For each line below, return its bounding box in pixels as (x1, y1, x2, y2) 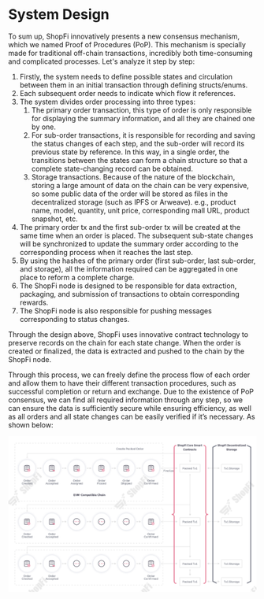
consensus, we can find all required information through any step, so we (8, 395, 243, 405)
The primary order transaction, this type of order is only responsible (31, 105, 252, 115)
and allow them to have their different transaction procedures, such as (8, 378, 236, 387)
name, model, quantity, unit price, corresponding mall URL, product (31, 205, 250, 215)
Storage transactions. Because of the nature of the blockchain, (31, 172, 236, 182)
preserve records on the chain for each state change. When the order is (8, 338, 242, 347)
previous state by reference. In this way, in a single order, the (31, 147, 230, 157)
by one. (31, 122, 57, 131)
